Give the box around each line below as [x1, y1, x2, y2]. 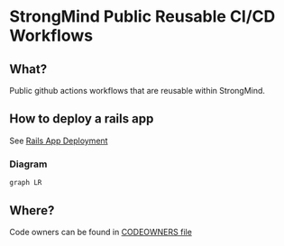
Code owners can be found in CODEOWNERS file [9, 226, 192, 237]
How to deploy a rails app [9, 111, 154, 127]
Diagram [9, 158, 48, 170]
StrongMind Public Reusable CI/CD [9, 6, 276, 27]
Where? [9, 203, 55, 218]
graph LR [9, 178, 42, 187]
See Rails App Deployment [9, 135, 108, 146]
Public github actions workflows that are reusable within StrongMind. [9, 86, 266, 96]
